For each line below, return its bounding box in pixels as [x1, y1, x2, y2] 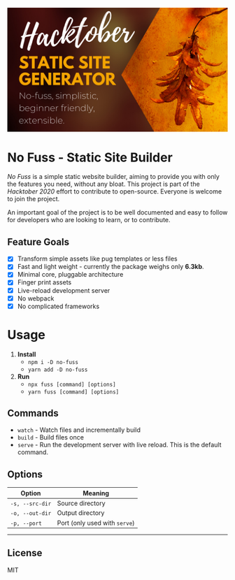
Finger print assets [17, 278, 72, 287]
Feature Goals [7, 235, 70, 248]
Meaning [83, 488, 110, 497]
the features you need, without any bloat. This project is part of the [7, 180, 201, 189]
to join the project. [7, 195, 60, 203]
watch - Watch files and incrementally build [17, 426, 141, 434]
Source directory [57, 499, 106, 507]
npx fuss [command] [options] [27, 381, 117, 388]
